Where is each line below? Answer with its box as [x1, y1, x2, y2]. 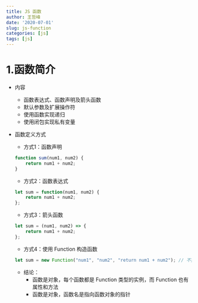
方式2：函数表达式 [23, 177, 69, 184]
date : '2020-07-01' [6, 19, 54, 25]
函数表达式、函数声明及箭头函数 [23, 96, 101, 103]
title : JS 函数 [6, 8, 42, 15]
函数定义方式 [14, 131, 46, 138]
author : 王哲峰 [6, 14, 41, 20]
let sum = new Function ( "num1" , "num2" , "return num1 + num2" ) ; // [14, 257, 184, 263]
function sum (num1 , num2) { [14, 155, 84, 161]
